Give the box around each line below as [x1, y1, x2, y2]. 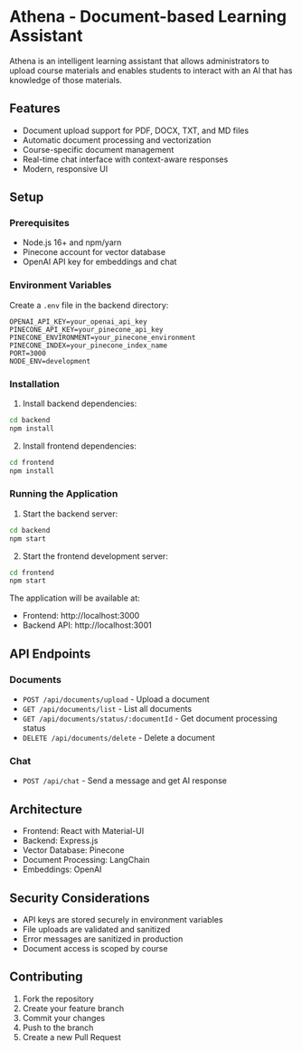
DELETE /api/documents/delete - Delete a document [22, 733, 215, 743]
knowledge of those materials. [9, 74, 122, 85]
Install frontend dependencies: [22, 440, 137, 451]
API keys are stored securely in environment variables [22, 914, 223, 924]
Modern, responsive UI [22, 163, 109, 174]
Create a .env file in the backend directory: [9, 299, 169, 310]
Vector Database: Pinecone [22, 845, 125, 856]
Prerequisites [9, 217, 70, 230]
